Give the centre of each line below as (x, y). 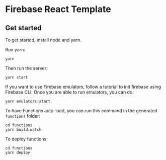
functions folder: (23, 116)
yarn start (17, 77)
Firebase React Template (58, 9)
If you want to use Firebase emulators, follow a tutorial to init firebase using (83, 87)
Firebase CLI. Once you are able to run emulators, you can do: (70, 92)
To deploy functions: (26, 139)
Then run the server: (26, 68)
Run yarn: (15, 50)
